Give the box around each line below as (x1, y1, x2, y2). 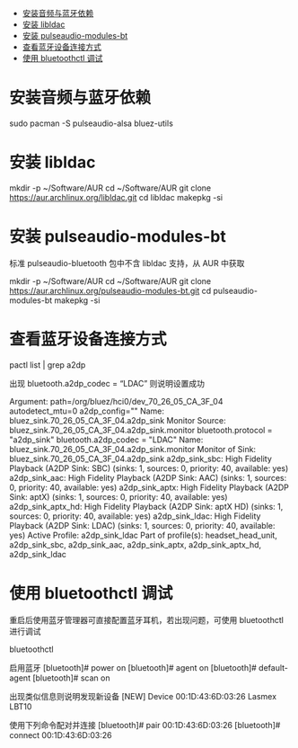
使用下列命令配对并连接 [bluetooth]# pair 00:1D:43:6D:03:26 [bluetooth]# (9, 719, 281, 730)
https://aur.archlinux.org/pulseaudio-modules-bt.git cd (9, 285, 212, 296)
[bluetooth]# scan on (32, 672, 110, 683)
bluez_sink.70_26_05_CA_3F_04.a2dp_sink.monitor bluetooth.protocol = (9, 424, 273, 435)
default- (259, 662, 289, 672)
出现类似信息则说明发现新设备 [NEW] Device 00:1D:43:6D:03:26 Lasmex (9, 690, 276, 701)
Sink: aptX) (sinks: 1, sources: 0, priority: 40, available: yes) (9, 491, 228, 502)
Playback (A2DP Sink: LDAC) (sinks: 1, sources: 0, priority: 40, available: (9, 520, 276, 530)
